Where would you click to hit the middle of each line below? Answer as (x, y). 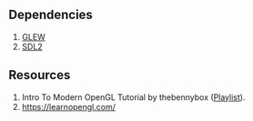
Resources (40, 75)
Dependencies (51, 15)
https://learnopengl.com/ (68, 106)
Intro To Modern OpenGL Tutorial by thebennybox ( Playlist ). (133, 97)
